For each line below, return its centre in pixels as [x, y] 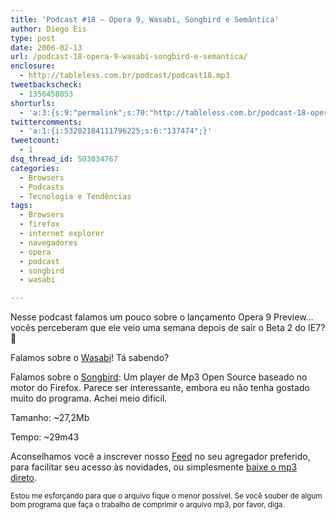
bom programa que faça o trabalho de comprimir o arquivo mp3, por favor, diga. [147, 505]
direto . [24, 478]
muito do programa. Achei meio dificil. [89, 398]
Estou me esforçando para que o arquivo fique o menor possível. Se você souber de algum [166, 496]
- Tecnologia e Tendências [75, 196]
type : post [33, 38]
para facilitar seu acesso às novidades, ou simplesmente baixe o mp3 [154, 467]
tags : [21, 206]
